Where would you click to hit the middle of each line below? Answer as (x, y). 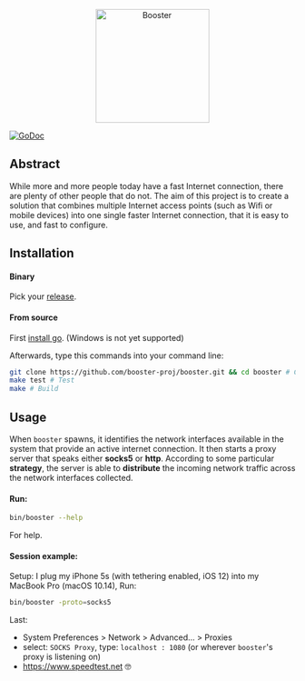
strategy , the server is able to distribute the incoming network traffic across (152, 468)
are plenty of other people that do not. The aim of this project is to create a (149, 195)
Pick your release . (43, 296)
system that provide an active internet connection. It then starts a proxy (143, 449)
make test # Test (42, 381)
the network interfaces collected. (71, 478)
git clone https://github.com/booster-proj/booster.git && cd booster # (150, 372)
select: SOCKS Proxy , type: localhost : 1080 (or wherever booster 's (148, 647)
